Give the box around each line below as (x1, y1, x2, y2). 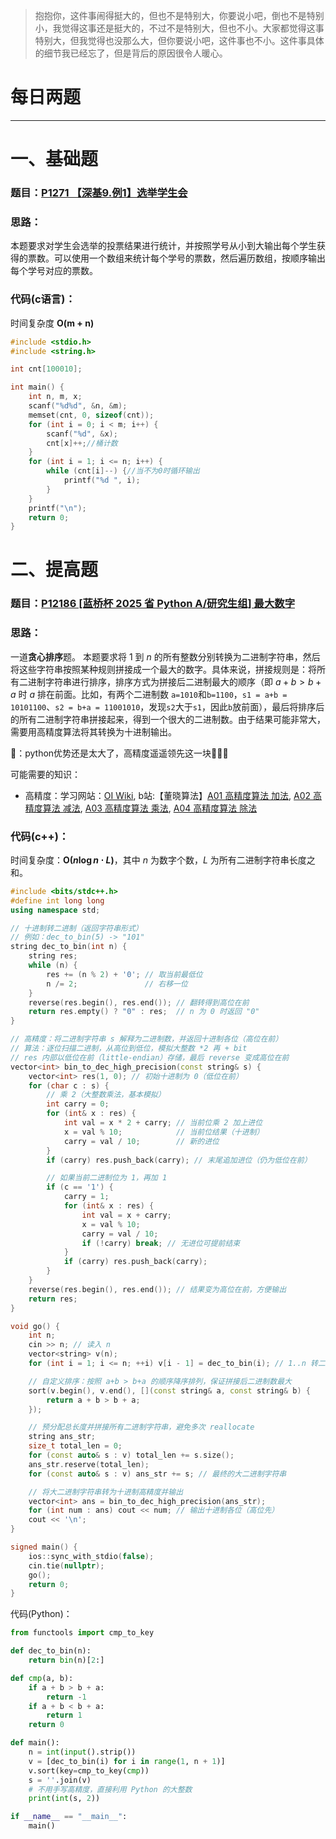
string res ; (28, 951, 78, 961)
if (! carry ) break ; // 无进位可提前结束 (81, 1238, 241, 1248)
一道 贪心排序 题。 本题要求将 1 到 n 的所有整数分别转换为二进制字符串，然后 (10, 650, 321, 663)
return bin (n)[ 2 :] (28, 1655, 105, 1666)
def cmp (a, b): (10, 1673, 74, 1683)
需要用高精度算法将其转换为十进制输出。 (10, 725, 177, 738)
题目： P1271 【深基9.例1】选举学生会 (10, 186, 188, 200)
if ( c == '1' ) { (46, 1182, 114, 1193)
